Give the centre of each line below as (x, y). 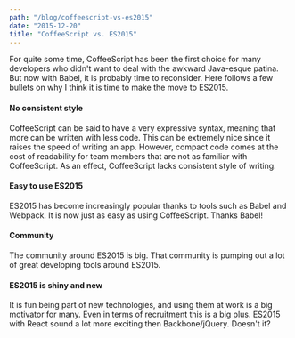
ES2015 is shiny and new (56, 285)
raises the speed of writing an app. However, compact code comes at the (144, 147)
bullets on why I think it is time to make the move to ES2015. (119, 88)
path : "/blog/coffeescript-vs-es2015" (81, 17)
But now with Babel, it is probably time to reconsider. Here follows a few (141, 78)
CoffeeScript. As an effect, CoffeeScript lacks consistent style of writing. (143, 165)
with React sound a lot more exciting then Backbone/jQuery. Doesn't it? (140, 324)
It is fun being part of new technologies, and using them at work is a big (141, 305)
